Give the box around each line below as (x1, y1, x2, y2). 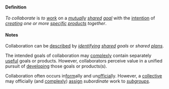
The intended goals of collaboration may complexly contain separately (5, 52, 152, 58)
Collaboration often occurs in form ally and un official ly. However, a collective (5, 73, 162, 79)
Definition (5, 4, 27, 10)
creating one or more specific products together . (5, 20, 107, 26)
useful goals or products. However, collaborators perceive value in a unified (5, 58, 163, 64)
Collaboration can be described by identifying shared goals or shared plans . (5, 43, 164, 49)
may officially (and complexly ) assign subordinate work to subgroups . (5, 78, 150, 84)
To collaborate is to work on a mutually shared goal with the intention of (5, 15, 155, 21)
